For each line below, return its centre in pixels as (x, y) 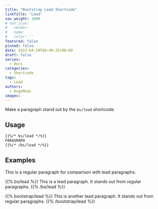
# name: (15, 32)
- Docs (16, 64)
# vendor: (17, 28)
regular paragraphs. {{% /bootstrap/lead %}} (50, 201)
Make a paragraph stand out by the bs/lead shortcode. (60, 110)
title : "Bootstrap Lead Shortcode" (41, 9)
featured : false (21, 41)
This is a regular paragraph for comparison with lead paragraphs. (71, 172)
